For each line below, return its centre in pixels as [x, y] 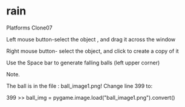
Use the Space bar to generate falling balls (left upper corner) [83, 63]
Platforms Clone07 [29, 28]
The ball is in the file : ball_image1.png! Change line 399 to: [80, 86]
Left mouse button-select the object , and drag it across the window [91, 39]
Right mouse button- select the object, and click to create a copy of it [93, 51]
